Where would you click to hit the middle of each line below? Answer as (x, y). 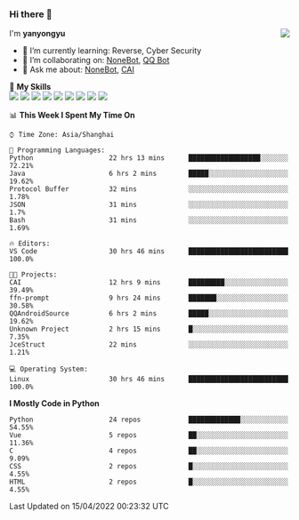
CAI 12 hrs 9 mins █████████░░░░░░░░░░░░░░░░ (149, 283)
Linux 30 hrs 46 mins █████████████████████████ (149, 380)
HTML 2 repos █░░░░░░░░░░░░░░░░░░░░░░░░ (149, 482)
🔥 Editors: (30, 244)
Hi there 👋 (31, 14)
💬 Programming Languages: (57, 150)
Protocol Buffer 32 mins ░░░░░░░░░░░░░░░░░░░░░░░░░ (149, 189)
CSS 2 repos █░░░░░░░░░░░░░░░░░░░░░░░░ (149, 467)
